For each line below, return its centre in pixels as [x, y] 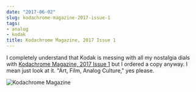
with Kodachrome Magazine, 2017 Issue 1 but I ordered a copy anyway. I [97, 64]
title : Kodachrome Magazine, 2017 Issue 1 [61, 40]
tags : [13, 23]
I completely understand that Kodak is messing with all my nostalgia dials [98, 58]
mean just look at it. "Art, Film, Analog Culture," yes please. [80, 70]
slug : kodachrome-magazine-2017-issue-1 [59, 18]
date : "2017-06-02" [31, 12]
